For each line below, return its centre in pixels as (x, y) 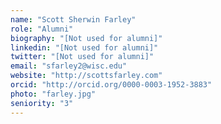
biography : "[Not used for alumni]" (86, 38)
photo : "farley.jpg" (53, 94)
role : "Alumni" (42, 29)
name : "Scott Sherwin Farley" (73, 19)
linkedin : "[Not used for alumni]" (84, 47)
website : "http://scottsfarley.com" (86, 76)
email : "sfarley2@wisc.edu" (69, 66)
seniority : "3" (42, 103)
